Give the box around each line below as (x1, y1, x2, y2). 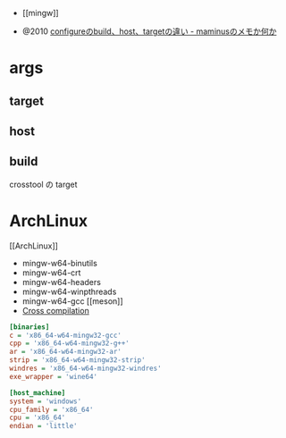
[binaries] (9, 322, 50, 332)
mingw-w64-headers (21, 276, 101, 287)
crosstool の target (9, 179, 78, 190)
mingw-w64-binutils (21, 257, 98, 268)
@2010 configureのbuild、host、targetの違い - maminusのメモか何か (21, 26, 277, 37)
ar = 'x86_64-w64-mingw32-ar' (9, 348, 122, 357)
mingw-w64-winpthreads (21, 286, 117, 297)
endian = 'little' (9, 422, 78, 431)
